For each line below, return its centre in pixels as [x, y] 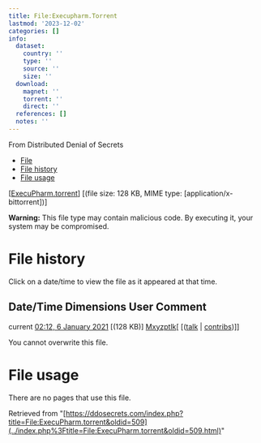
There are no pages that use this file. [70, 398]
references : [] [41, 114]
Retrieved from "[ [37, 413]
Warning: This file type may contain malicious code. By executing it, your [131, 217]
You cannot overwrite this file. [58, 342]
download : [32, 84]
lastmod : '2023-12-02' [47, 24]
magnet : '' [41, 91]
